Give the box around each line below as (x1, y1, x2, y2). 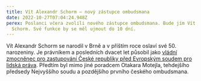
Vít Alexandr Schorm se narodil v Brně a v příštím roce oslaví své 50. (6, 42, 177, 50)
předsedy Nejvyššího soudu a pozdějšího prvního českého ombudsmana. (6, 68, 189, 76)
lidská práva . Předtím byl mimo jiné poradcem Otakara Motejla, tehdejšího (6, 62, 190, 69)
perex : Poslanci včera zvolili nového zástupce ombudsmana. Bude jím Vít (6, 20, 196, 26)
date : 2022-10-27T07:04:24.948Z (6, 15, 88, 21)
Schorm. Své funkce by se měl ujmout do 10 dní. (11, 25, 136, 32)
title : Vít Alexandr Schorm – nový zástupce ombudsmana (6, 8, 150, 15)
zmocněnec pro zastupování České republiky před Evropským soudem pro (6, 55, 192, 62)
